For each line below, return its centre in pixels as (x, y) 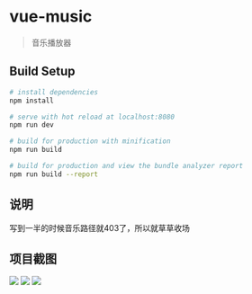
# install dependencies (54, 92)
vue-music (51, 17)
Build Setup (42, 71)
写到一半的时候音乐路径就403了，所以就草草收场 (100, 227)
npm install (31, 101)
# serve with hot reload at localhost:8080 (92, 117)
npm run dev (31, 125)
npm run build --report (54, 174)
